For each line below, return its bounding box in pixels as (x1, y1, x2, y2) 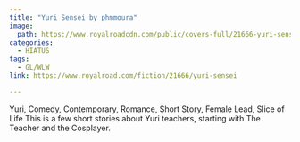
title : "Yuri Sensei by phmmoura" (9, 13, 138, 22)
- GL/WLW (17, 63, 50, 72)
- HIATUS (17, 46, 50, 55)
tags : (9, 54, 29, 63)
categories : (9, 38, 54, 47)
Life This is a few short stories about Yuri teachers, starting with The (9, 113, 261, 123)
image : (9, 21, 34, 30)
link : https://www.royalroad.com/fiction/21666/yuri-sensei (9, 71, 238, 80)
